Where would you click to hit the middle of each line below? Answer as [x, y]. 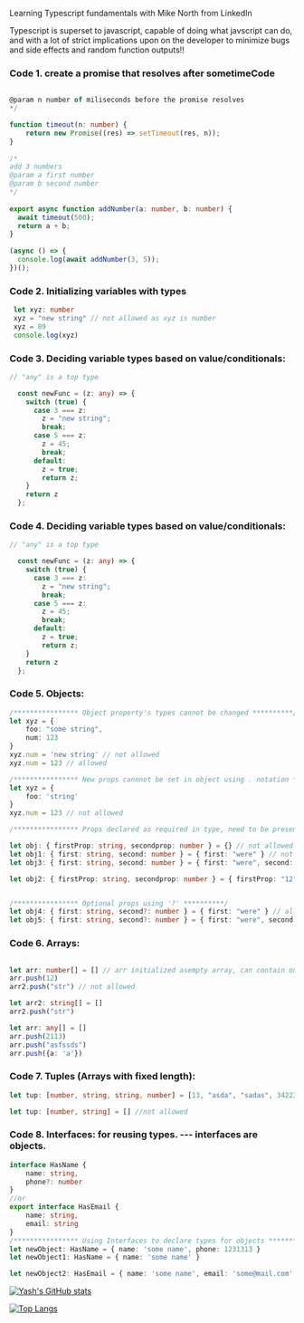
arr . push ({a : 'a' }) [46, 1053]
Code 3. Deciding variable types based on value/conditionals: [148, 359]
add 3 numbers [36, 167]
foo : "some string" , [64, 729]
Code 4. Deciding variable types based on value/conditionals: [148, 526]
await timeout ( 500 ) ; [56, 217]
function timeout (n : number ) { [68, 125]
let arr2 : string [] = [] [56, 1003]
